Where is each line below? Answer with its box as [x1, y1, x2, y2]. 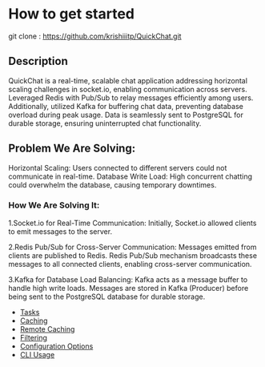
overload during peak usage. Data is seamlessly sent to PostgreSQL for [8, 110, 244, 119]
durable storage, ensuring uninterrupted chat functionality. [8, 118, 202, 128]
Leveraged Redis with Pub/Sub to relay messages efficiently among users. [8, 93, 254, 103]
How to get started [8, 5, 135, 23]
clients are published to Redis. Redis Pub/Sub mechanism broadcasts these [8, 250, 258, 260]
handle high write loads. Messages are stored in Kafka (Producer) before [8, 283, 249, 292]
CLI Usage [19, 349, 55, 359]
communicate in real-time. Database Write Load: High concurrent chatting [8, 171, 252, 181]
